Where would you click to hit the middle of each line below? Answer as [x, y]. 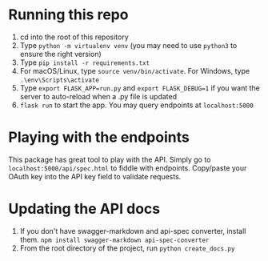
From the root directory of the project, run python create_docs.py [127, 248]
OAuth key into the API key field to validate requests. [95, 176]
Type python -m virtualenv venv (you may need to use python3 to [128, 45]
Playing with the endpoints [99, 137]
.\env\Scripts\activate [60, 80]
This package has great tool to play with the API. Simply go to [110, 159]
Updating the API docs [84, 209]
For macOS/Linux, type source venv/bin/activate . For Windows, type [135, 70]
